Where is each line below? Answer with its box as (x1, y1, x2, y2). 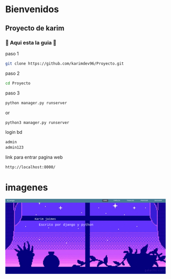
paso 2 (5, 70, 20, 76)
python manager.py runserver (5, 100, 67, 105)
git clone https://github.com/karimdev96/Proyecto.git (5, 61, 124, 66)
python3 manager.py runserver (5, 120, 70, 125)
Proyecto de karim (5, 24, 65, 33)
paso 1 (5, 50, 19, 56)
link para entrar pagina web (5, 154, 63, 161)
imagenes (5, 182, 48, 194)
